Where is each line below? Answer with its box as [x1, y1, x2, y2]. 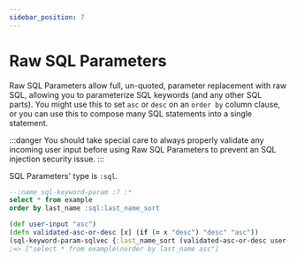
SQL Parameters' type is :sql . [9, 170, 118, 181]
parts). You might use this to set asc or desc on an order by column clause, [9, 99, 281, 109]
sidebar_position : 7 [9, 12, 86, 22]
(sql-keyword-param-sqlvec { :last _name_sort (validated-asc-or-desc [9, 236, 267, 245]
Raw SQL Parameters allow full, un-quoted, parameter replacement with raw [9, 80, 287, 91]
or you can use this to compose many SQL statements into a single [9, 108, 253, 119]
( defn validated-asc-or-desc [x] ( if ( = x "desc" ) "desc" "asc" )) [9, 228, 259, 237]
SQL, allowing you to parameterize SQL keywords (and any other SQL [9, 89, 263, 100]
